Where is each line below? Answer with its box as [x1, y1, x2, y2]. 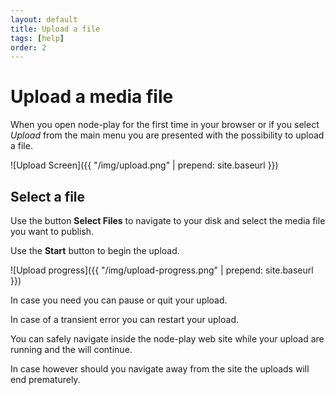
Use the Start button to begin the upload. [10, 245, 180, 256]
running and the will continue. [10, 344, 133, 355]
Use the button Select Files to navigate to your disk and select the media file [10, 215, 326, 226]
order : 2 [10, 42, 47, 53]
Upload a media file [10, 86, 174, 108]
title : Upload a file [10, 24, 101, 34]
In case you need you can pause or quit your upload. [10, 294, 228, 306]
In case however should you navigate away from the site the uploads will [10, 363, 310, 375]
